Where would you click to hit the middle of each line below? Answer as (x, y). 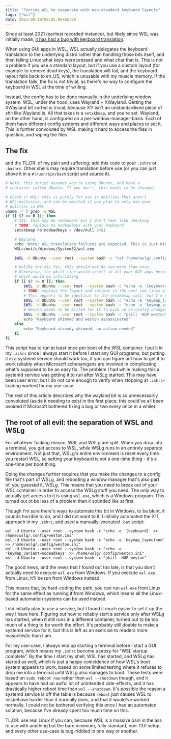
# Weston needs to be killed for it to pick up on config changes (95, 310)
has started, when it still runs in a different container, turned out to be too (82, 619)
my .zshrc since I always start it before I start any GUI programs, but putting (85, 353)
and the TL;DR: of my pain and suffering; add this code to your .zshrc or (81, 163)
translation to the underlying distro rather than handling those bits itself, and (85, 54)
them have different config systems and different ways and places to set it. (84, 124)
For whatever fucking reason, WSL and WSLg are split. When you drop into (84, 443)
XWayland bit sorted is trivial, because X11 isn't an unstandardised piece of (84, 108)
